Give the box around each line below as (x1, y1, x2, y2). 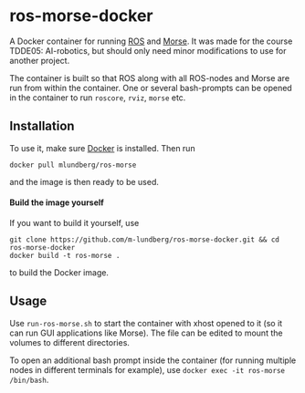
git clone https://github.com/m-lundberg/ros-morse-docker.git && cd (9, 234, 280, 244)
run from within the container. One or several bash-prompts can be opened (9, 82, 292, 93)
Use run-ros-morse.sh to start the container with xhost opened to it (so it (9, 317, 283, 328)
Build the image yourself (9, 197, 105, 208)
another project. (9, 55, 70, 66)
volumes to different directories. (9, 336, 131, 347)
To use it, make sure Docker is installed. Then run (9, 142, 195, 153)
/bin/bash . (9, 374, 49, 385)
